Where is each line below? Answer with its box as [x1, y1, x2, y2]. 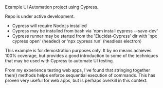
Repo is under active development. [5, 14, 75, 19]
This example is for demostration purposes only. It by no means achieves [5, 48, 152, 53]
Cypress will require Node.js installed [12, 23, 87, 29]
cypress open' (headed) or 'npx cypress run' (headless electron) [12, 38, 142, 44]
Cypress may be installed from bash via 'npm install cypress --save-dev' [12, 28, 158, 33]
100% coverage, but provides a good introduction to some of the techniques [5, 53, 158, 59]
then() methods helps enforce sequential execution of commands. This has [5, 73, 156, 78]
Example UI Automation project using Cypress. [5, 4, 99, 10]
